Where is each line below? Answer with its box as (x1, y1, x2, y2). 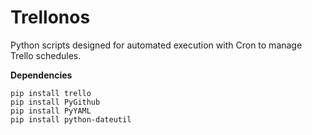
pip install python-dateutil (10, 114, 132, 125)
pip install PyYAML (10, 106, 92, 116)
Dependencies (10, 69, 73, 81)
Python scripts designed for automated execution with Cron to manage (10, 39, 303, 51)
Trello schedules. (10, 49, 82, 61)
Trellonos (10, 6, 91, 29)
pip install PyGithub (10, 97, 101, 107)
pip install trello (10, 88, 92, 98)
